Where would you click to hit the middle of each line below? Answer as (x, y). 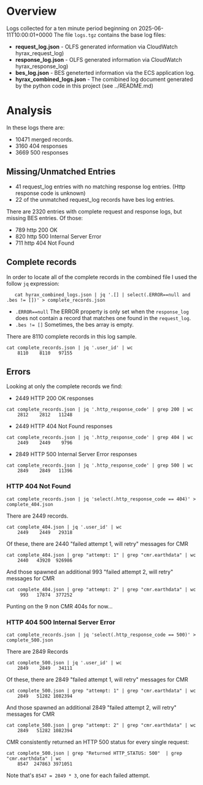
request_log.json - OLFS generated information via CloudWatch (96, 47)
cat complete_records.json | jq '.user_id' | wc (70, 348)
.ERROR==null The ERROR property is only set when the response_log (102, 312)
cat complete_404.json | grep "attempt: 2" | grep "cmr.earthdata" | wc (101, 589)
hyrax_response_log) (42, 66)
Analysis (29, 111)
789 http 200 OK (36, 230)
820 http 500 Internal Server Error (58, 236)
